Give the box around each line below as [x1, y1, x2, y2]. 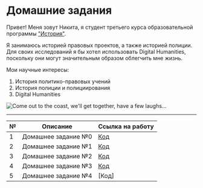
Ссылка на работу [98, 122, 154, 130]
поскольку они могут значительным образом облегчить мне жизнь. [6, 54, 183, 61]
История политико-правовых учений [14, 78, 111, 85]
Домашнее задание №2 [22, 152, 92, 160]
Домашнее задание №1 [22, 142, 92, 151]
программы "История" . [6, 30, 66, 37]
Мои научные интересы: [6, 66, 69, 73]
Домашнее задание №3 [22, 161, 92, 170]
